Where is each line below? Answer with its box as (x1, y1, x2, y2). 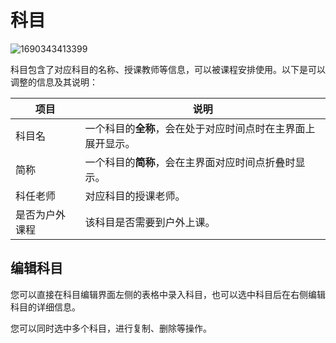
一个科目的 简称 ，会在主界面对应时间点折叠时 (84, 155, 296, 169)
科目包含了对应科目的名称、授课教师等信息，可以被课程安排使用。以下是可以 (10, 63, 326, 75)
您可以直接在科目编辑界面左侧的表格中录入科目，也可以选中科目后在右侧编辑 (10, 288, 326, 300)
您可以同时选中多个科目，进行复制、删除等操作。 (10, 322, 212, 334)
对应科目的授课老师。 (84, 189, 186, 203)
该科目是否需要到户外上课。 (84, 215, 216, 229)
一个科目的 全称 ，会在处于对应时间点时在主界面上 (84, 121, 316, 135)
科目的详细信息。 (10, 301, 81, 313)
